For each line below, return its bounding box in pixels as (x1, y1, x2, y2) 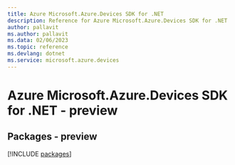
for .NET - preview (7, 102, 118, 118)
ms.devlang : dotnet (7, 50, 66, 58)
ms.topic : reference (7, 43, 69, 50)
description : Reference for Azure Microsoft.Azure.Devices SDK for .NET (7, 17, 228, 24)
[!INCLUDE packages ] (7, 149, 72, 158)
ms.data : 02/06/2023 (7, 37, 69, 44)
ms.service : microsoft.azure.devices (7, 57, 120, 64)
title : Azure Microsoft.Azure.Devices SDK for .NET (7, 10, 164, 18)
